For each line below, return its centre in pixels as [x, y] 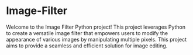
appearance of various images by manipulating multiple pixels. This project [96, 39]
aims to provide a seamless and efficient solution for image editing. [87, 46]
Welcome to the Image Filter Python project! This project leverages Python [96, 27]
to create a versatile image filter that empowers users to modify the [87, 33]
